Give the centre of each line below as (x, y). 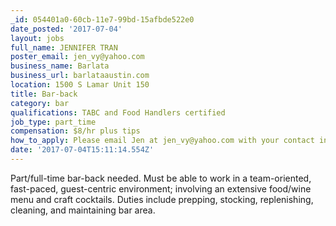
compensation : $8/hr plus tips (75, 131)
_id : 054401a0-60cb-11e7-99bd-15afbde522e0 (102, 19)
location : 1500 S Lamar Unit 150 (80, 85)
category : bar (40, 103)
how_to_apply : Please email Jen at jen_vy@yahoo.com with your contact (162, 141)
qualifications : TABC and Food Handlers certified (118, 112)
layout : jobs (37, 38)
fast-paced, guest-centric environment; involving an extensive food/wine (161, 188)
